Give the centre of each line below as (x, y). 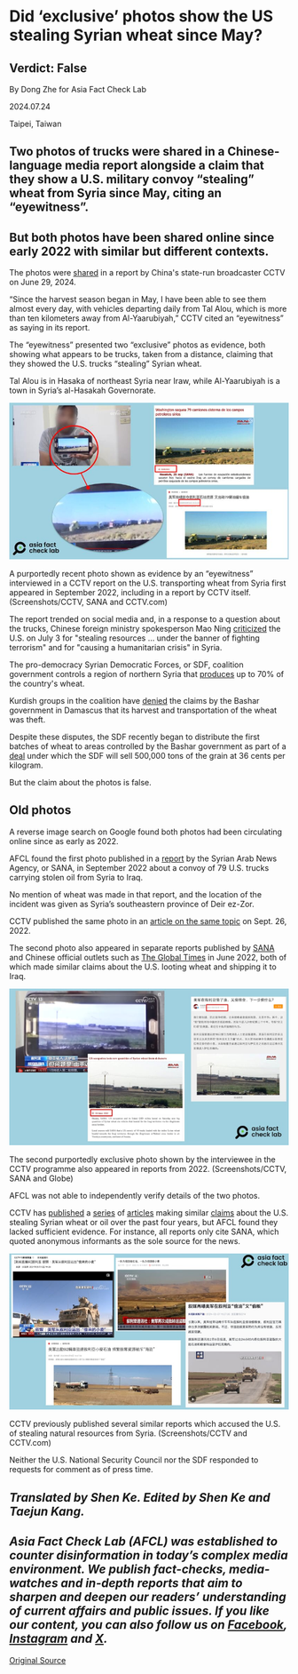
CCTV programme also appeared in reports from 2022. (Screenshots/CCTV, (148, 1168)
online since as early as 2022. (64, 841)
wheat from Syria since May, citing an (115, 193)
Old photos (40, 810)
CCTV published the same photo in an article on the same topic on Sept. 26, (148, 921)
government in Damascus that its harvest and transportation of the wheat (143, 710)
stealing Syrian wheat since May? (136, 35)
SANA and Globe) (41, 1178)
